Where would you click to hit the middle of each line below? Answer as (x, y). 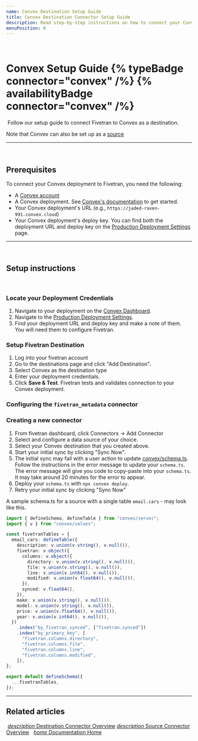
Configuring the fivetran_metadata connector (72, 404)
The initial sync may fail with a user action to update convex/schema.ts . (101, 458)
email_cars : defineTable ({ (44, 540)
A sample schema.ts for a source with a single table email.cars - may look (96, 501)
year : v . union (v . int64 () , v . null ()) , (63, 617)
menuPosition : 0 (26, 28)
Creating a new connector (44, 420)
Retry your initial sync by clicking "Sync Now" (70, 489)
